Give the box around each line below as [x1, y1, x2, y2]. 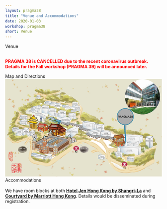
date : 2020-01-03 [5, 18, 41, 23]
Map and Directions [5, 73, 46, 79]
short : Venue [5, 29, 32, 34]
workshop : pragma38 [5, 24, 46, 29]
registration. [5, 199, 30, 205]
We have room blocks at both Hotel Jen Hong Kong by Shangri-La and [5, 188, 151, 194]
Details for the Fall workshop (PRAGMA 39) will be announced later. [5, 64, 148, 70]
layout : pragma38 [5, 8, 41, 13]
